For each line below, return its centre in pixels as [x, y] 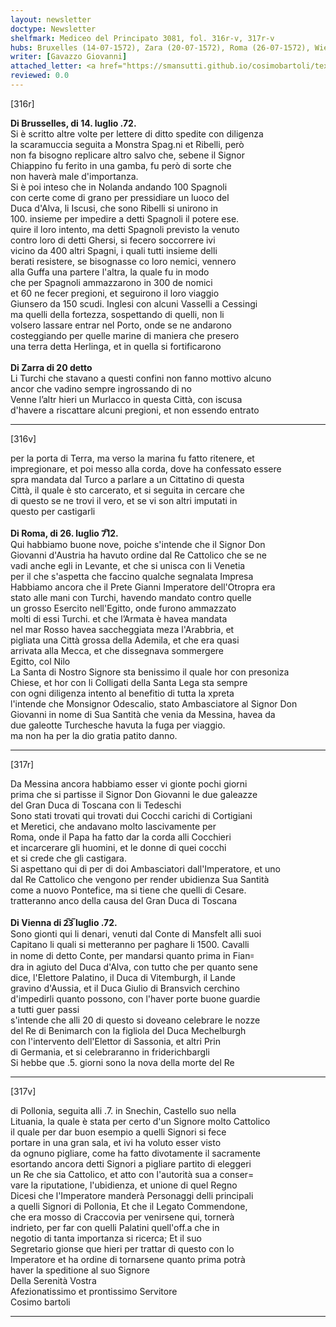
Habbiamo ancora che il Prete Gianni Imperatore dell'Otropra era [143, 587]
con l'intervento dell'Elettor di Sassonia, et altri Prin [115, 1041]
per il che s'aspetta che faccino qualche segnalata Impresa [132, 576]
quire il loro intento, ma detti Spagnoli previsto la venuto [125, 229]
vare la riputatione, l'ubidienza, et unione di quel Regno [124, 1185]
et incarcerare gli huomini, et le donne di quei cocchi [118, 847]
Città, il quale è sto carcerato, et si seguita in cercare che [128, 490]
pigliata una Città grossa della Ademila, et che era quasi [125, 640]
